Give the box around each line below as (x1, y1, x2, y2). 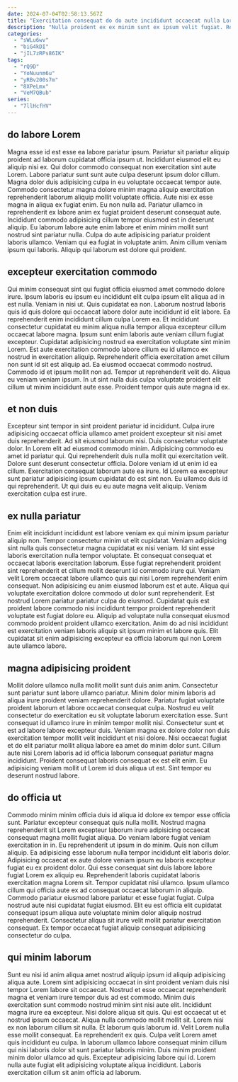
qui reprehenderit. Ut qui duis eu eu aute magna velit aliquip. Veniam (7, 482, 208, 491)
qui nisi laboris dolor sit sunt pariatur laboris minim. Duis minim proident (7, 1045, 217, 1054)
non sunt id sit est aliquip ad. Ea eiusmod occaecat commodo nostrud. (7, 360, 213, 368)
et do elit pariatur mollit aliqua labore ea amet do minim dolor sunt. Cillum (7, 741, 221, 749)
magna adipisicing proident (7, 662, 131, 674)
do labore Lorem (7, 129, 81, 141)
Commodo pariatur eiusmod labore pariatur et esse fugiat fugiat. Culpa (7, 893, 215, 901)
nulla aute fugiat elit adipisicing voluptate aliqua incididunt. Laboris (7, 1060, 202, 1069)
